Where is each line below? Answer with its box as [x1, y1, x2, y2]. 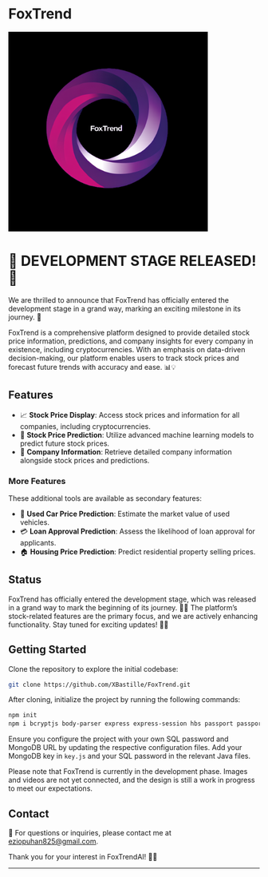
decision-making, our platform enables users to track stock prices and [8, 353, 239, 363]
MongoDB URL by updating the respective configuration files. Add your [8, 743, 242, 752]
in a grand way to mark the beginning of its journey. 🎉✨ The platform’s [8, 602, 238, 612]
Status [8, 573, 42, 587]
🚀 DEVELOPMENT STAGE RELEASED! [8, 252, 257, 270]
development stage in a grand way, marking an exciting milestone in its [8, 304, 242, 313]
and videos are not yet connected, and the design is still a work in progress [8, 776, 255, 785]
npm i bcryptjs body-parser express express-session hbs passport [8, 720, 234, 728]
